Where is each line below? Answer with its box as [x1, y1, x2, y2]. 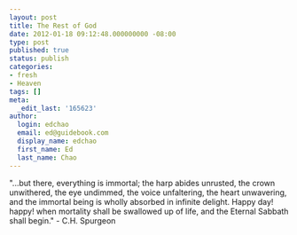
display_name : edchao [17, 137, 98, 145]
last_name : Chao [17, 153, 77, 162]
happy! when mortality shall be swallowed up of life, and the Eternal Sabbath [9, 206, 289, 216]
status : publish [9, 54, 69, 63]
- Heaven [9, 79, 42, 88]
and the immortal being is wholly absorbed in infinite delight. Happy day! [9, 196, 274, 207]
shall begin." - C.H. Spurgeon [9, 215, 116, 226]
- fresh [9, 71, 38, 80]
